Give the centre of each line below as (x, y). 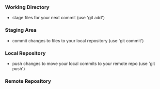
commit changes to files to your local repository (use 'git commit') (78, 40)
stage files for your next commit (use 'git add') (58, 18)
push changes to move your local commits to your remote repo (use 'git (83, 64)
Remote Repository (28, 81)
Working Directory (27, 7)
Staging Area (21, 30)
